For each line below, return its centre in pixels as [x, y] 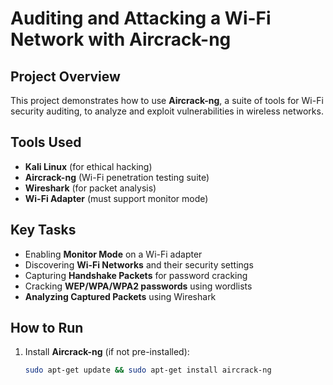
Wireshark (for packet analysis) [90, 188]
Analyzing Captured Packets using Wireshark [120, 296]
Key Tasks [43, 230]
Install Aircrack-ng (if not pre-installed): [107, 352]
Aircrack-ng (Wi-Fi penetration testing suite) [117, 177]
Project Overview [65, 76]
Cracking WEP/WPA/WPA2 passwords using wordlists [138, 286]
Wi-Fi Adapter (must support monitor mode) [116, 198]
